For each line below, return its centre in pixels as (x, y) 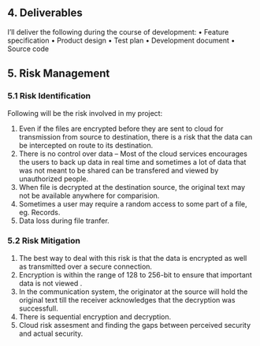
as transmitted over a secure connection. (85, 266)
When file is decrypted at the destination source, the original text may (132, 187)
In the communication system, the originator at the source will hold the (133, 292)
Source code (28, 48)
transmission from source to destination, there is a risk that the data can (136, 136)
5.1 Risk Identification (49, 96)
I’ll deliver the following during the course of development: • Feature (118, 32)
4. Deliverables (45, 13)
